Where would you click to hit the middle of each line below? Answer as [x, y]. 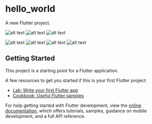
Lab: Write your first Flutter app [45, 90]
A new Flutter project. [28, 23]
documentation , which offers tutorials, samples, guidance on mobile [76, 111]
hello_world [30, 9]
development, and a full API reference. [45, 116]
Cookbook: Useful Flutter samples [48, 95]
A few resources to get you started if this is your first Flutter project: [76, 80]
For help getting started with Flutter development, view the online [73, 105]
